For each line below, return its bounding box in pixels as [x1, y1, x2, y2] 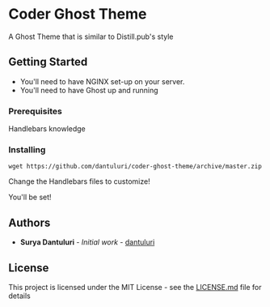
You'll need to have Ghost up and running [19, 85, 159, 95]
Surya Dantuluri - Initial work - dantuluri [19, 237, 155, 247]
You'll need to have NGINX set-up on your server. [19, 76, 185, 86]
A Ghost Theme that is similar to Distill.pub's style [8, 32, 174, 41]
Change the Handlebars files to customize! [8, 177, 151, 186]
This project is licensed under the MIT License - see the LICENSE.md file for [8, 282, 262, 292]
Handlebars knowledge [8, 124, 86, 134]
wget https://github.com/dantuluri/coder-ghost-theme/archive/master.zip [8, 163, 263, 171]
